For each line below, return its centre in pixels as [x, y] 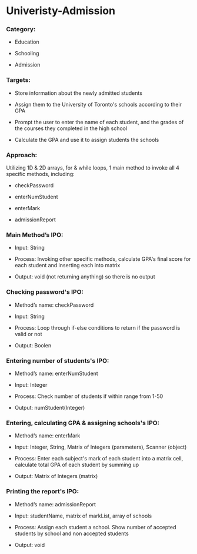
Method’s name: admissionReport [55, 504]
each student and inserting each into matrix [67, 266]
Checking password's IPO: [45, 292]
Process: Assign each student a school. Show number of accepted [95, 527]
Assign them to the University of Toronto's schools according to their [98, 104]
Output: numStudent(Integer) [50, 407]
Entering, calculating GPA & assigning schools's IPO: [83, 423]
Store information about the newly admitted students [79, 93]
